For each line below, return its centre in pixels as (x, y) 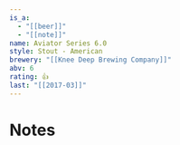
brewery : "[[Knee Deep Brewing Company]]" (90, 60)
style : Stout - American (56, 52)
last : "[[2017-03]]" (48, 85)
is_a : (19, 18)
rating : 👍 (29, 77)
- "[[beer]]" (42, 26)
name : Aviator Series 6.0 (58, 43)
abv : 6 (22, 69)
